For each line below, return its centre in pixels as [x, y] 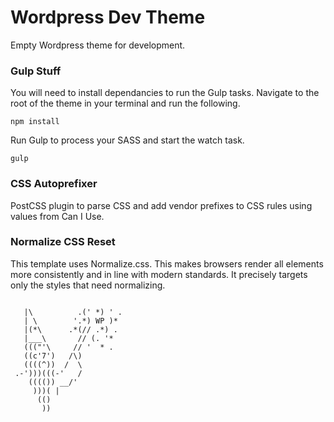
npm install [35, 122]
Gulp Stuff [36, 71]
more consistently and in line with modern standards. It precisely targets [159, 274]
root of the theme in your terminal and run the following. [125, 103]
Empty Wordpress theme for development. [98, 45]
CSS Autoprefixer [54, 184]
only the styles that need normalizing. [88, 285]
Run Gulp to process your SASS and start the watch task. [127, 140]
